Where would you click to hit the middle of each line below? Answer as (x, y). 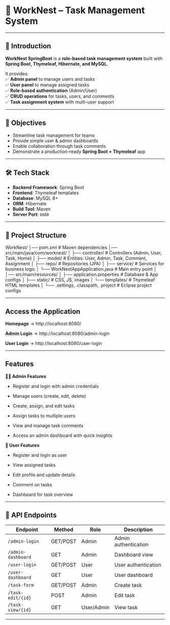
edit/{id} (19, 598)
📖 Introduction (28, 46)
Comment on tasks (32, 484)
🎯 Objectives (26, 123)
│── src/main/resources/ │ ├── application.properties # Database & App (82, 274)
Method (63, 529)
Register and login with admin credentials (56, 386)
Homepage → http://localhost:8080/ (43, 324)
